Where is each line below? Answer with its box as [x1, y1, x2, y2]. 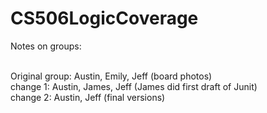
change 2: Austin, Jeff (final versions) [10, 91, 166, 103]
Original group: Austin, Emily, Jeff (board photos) [10, 70, 213, 82]
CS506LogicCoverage [10, 7, 199, 30]
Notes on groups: [10, 40, 82, 52]
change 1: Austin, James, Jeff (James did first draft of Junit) [10, 80, 258, 92]
